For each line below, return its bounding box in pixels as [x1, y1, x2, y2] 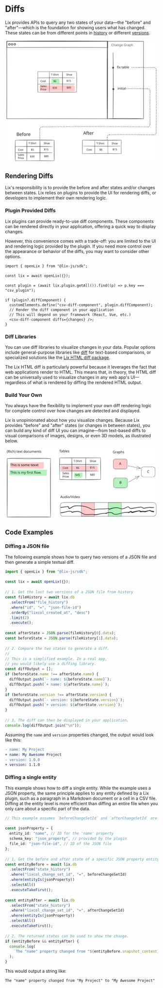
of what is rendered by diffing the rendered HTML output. [27, 379, 142, 385]
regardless [5, 379, 27, 385]
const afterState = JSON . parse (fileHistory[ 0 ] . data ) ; [5, 631, 116, 636]
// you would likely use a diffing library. [5, 662, 97, 666]
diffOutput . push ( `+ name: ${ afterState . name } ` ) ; [9, 682, 110, 687]
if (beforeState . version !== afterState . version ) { [5, 692, 112, 697]
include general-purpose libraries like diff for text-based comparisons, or [5, 349, 151, 355]
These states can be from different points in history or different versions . [5, 30, 150, 36]
